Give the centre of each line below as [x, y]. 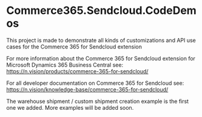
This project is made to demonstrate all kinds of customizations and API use [101, 40]
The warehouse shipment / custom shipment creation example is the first [98, 101]
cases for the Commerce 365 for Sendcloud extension [74, 47]
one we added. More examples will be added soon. [70, 107]
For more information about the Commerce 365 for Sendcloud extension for [101, 58]
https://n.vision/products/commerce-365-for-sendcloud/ [77, 71]
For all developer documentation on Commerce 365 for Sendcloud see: [95, 83]
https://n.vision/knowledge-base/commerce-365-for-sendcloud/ [87, 89]
